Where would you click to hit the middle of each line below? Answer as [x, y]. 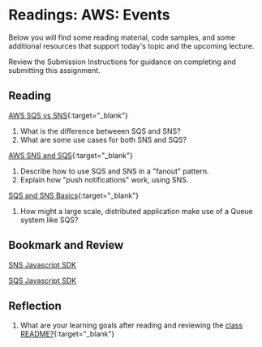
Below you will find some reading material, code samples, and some [122, 37]
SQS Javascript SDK [43, 281]
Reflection [35, 306]
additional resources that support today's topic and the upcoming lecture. [131, 45]
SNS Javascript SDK [43, 264]
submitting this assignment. [55, 70]
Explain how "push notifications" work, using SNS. [104, 179]
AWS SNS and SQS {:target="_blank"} [71, 155]
